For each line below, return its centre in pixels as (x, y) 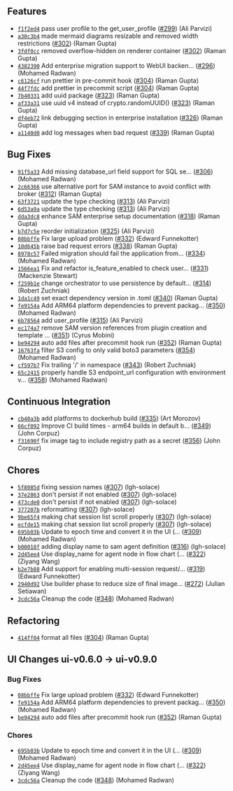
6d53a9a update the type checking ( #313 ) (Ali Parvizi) (93, 209)
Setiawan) (32, 591)
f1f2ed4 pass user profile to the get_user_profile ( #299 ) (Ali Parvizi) (114, 28)
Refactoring (34, 621)
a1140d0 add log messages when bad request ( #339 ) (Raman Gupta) (116, 132)
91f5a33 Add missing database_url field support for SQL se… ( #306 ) (115, 171)
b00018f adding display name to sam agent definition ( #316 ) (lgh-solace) (121, 547)
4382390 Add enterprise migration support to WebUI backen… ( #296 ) (116, 65)
